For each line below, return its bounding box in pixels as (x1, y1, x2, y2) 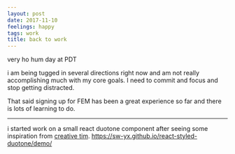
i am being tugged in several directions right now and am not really (7, 69, 200, 77)
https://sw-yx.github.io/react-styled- (91, 132, 198, 140)
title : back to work (7, 36, 68, 43)
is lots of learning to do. (7, 105, 76, 113)
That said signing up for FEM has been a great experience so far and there (7, 97, 222, 105)
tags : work (7, 29, 39, 37)
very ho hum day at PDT (7, 55, 77, 63)
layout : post (7, 10, 45, 17)
